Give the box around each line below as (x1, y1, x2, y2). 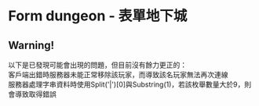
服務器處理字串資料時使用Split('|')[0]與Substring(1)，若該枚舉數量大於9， (8, 79, 245, 89)
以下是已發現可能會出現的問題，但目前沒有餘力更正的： (8, 60, 187, 69)
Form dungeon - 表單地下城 (8, 7, 188, 25)
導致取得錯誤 (14, 90, 57, 98)
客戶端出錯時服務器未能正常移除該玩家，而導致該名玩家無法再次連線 (8, 70, 228, 79)
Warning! (8, 38, 55, 51)
